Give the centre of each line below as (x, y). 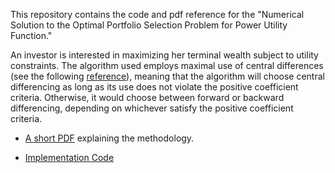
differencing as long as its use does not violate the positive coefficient (154, 87)
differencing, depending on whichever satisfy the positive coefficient (152, 108)
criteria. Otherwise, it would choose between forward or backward (147, 97)
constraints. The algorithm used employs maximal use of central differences (167, 65)
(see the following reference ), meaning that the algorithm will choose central (167, 76)
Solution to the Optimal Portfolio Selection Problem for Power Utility (149, 25)
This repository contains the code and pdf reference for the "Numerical (157, 14)
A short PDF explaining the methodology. (109, 138)
